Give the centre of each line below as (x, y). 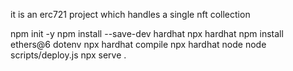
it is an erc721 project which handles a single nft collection (130, 14)
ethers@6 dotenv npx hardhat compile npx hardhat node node (138, 44)
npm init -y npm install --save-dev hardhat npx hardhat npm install (147, 33)
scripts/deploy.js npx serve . (68, 55)
